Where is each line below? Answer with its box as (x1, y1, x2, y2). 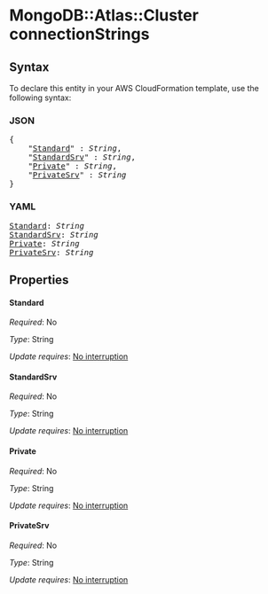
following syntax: (9, 92, 72, 103)
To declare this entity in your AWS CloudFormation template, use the (9, 83, 259, 93)
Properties (9, 272, 69, 287)
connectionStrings (9, 24, 150, 44)
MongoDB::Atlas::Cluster (9, 5, 200, 26)
